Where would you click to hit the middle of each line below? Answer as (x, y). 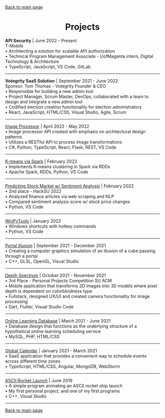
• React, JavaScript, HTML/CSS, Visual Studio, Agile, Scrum (66, 112)
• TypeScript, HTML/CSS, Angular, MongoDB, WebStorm (63, 366)
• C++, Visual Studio (26, 396)
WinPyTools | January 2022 (33, 221)
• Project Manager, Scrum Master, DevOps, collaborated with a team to (77, 96)
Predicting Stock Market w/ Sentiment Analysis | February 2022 (69, 186)
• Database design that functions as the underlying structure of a (71, 326)
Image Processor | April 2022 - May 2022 (47, 126)
